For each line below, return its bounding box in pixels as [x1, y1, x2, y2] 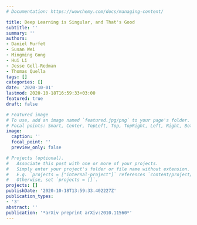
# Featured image [6, 112, 49, 117]
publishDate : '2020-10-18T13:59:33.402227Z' [6, 188, 117, 194]
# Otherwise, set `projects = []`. [6, 177, 98, 183]
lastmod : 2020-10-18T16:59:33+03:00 [6, 90, 96, 96]
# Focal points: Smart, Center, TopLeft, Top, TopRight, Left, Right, [6, 123, 182, 129]
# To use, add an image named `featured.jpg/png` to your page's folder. [6, 117, 191, 123]
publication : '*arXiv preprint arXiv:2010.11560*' [6, 210, 133, 216]
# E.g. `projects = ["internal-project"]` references [6, 172, 145, 177]
